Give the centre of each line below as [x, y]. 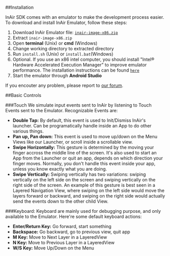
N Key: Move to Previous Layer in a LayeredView [64, 243]
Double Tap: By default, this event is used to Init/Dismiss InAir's [79, 120]
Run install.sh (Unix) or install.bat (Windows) [63, 54]
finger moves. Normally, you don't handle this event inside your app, [84, 164]
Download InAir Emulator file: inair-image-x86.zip [65, 32]
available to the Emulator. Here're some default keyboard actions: [74, 216]
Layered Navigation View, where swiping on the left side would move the [89, 190]
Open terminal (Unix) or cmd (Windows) [55, 43]
